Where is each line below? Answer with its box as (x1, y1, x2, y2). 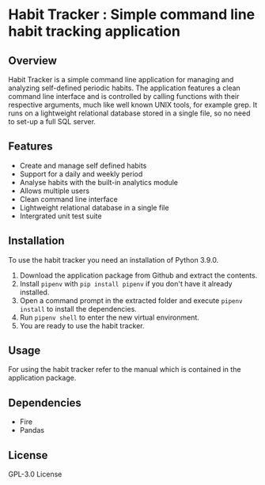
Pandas (19, 426, 45, 435)
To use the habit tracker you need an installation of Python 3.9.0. (8, 255, 219, 264)
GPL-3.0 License (8, 469, 62, 479)
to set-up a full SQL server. (8, 117, 97, 126)
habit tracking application (8, 22, 180, 40)
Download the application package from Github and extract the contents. (19, 271, 258, 280)
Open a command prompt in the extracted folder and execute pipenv (19, 295, 243, 305)
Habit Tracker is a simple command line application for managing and (8, 75, 234, 84)
